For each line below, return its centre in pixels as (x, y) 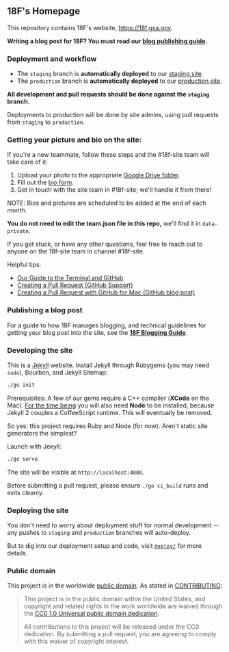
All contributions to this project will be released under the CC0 (111, 627)
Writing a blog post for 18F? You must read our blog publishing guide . (107, 41)
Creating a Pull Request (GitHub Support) (75, 285)
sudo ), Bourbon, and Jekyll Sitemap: (57, 372)
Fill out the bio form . (45, 183)
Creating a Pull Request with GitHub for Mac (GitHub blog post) (106, 292)
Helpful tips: (24, 265)
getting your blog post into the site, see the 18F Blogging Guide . (97, 332)
